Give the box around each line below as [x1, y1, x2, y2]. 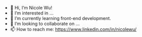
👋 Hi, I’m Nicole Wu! [10, 5, 52, 10]
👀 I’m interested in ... [10, 10, 54, 16]
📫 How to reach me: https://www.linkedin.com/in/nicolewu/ [10, 26, 137, 32]
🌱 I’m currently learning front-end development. [10, 15, 111, 21]
